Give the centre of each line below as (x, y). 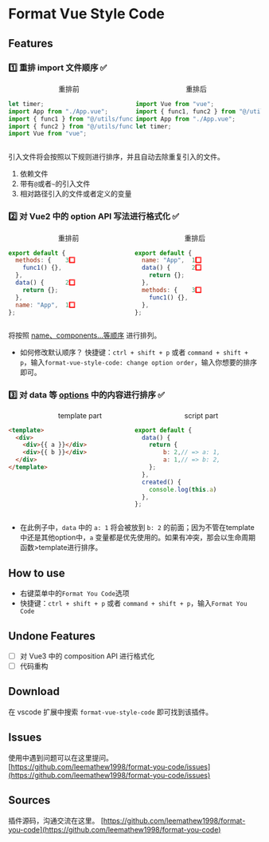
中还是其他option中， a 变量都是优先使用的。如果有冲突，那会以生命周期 (138, 538)
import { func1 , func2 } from (186, 111)
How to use (37, 573)
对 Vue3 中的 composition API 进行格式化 (87, 656)
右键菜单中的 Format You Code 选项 (74, 593)
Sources (29, 800)
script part (201, 415)
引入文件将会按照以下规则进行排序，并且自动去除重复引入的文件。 (116, 157)
